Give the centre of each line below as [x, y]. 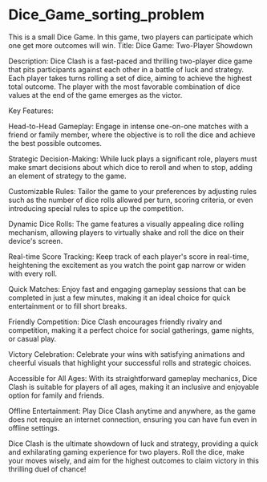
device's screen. [36, 241]
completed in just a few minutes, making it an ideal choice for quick [119, 298]
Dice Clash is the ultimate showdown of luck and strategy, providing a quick [133, 444]
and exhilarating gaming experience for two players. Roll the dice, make [126, 452]
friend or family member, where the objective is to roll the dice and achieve [132, 135]
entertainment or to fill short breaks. [68, 306]
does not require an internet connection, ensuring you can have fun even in [133, 419]
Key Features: [31, 111]
